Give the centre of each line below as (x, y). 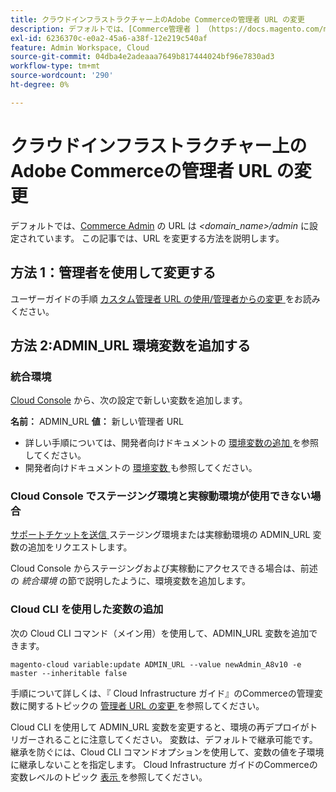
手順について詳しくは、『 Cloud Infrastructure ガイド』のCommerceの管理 (162, 693)
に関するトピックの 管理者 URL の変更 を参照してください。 (141, 705)
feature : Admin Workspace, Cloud (80, 47)
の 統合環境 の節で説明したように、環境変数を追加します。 (131, 581)
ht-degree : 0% (40, 85)
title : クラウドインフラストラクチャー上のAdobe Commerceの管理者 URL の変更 (157, 19)
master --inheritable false (69, 673)
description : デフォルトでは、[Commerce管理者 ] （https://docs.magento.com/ (167, 29)
